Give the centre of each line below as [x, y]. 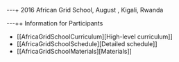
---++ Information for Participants [55, 23]
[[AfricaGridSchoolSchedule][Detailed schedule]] [87, 44]
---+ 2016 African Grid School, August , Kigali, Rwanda [85, 10]
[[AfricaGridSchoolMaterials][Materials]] [74, 51]
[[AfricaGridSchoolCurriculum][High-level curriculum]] [94, 37]
